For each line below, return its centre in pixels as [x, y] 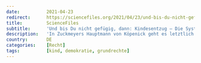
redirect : [19, 17]
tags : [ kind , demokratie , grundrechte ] [68, 51]
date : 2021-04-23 [40, 12]
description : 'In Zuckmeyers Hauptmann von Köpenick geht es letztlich [100, 34]
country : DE [29, 40]
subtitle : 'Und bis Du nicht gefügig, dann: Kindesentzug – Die [95, 28]
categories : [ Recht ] [36, 46]
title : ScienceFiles [42, 23]
